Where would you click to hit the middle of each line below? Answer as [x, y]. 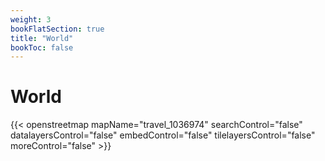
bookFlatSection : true [57, 29]
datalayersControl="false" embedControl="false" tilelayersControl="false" [163, 135]
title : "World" [42, 38]
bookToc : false [42, 47]
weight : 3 [31, 19]
